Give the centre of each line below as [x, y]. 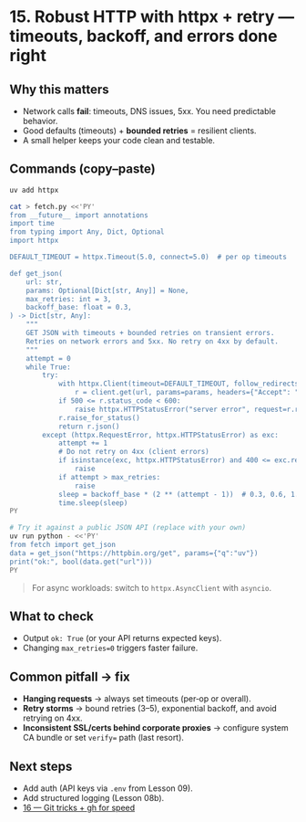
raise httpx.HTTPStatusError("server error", [162, 409]
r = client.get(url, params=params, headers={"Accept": [183, 393]
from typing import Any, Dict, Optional [87, 232]
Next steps [41, 766]
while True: [48, 367]
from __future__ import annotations [79, 215]
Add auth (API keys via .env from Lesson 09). [107, 788]
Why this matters [59, 89]
